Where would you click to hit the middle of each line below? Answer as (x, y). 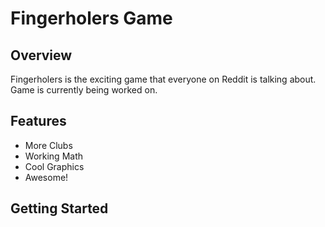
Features (38, 121)
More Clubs (48, 145)
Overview (41, 55)
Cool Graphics (54, 166)
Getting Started (59, 208)
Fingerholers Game (91, 18)
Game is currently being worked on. (84, 90)
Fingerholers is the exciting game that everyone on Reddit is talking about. (163, 79)
